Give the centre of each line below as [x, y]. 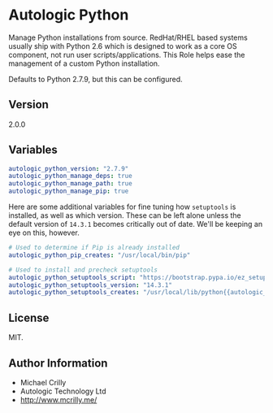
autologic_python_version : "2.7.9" [69, 168]
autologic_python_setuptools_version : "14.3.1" [91, 285]
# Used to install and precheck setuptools [83, 270]
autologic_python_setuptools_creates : [74, 293]
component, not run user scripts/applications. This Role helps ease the [127, 54]
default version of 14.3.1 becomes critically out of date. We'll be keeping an [135, 224]
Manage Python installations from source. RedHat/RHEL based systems [128, 37]
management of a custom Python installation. [84, 63]
